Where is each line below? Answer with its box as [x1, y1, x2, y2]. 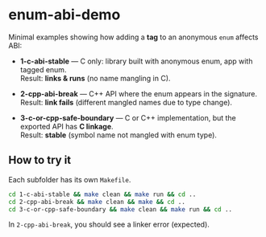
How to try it [8, 153, 72, 167]
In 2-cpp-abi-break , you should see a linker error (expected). [8, 219, 210, 230]
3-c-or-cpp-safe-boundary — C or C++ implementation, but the [19, 112, 236, 122]
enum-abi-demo [8, 6, 121, 24]
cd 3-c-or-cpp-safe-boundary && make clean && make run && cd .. [8, 205, 232, 214]
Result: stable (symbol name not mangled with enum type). [19, 130, 218, 140]
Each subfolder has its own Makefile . [8, 174, 131, 184]
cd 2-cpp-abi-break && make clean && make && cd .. [8, 198, 185, 206]
